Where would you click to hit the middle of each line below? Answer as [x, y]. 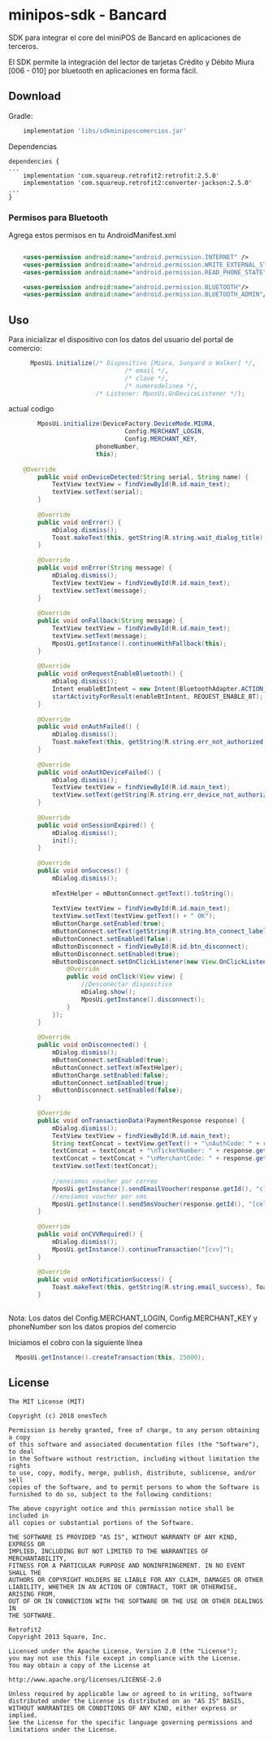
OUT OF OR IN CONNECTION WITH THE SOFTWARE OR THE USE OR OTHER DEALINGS [136, 1601]
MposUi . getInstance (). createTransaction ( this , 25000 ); [110, 1357]
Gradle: [21, 116]
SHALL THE [25, 1573]
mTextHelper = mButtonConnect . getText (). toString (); [143, 894]
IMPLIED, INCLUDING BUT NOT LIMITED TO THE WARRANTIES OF [108, 1551]
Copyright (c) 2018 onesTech [58, 1416]
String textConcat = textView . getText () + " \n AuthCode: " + [156, 1143]
